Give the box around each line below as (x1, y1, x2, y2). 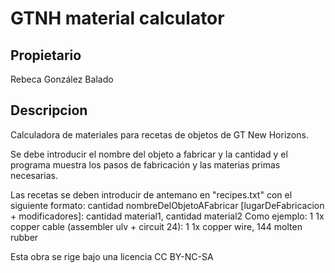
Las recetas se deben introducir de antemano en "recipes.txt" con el (10, 188, 293, 201)
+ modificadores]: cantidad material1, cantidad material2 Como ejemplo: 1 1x (10, 210, 325, 222)
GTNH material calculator (10, 7, 225, 30)
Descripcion (10, 102, 88, 119)
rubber (10, 231, 39, 243)
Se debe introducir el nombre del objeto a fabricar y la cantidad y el (10, 148, 288, 160)
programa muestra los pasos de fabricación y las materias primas (10, 158, 281, 171)
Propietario (10, 47, 82, 64)
